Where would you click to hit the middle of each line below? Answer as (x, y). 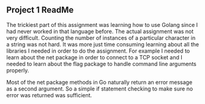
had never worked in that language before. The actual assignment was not (100, 31)
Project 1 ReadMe (40, 10)
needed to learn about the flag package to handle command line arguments (102, 64)
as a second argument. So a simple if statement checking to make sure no (100, 89)
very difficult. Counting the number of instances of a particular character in (101, 38)
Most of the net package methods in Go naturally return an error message (99, 82)
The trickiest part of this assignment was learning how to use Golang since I (102, 24)
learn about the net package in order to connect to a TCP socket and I (94, 57)
